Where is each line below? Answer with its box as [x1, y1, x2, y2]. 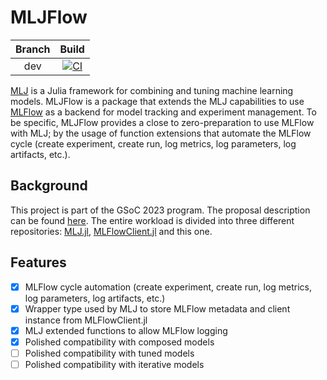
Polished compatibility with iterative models [24, 358, 205, 370]
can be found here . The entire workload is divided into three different [10, 214, 295, 226]
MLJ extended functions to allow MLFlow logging [24, 324, 228, 336]
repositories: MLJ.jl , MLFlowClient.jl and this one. [10, 225, 213, 237]
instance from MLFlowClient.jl [24, 314, 148, 326]
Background [10, 177, 88, 195]
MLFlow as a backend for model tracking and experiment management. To [10, 106, 317, 118]
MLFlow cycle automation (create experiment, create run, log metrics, [24, 281, 313, 293]
